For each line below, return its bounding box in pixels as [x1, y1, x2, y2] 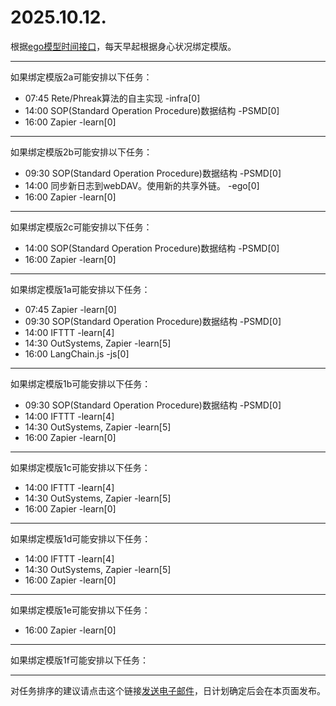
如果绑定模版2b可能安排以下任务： [10, 146, 153, 158]
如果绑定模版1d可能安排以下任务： [10, 532, 152, 545]
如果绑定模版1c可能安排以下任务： [10, 461, 151, 473]
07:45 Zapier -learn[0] [24, 303, 117, 315]
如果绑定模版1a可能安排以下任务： [10, 283, 151, 295]
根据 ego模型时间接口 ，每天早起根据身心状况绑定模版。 [10, 40, 237, 52]
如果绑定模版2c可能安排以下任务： [10, 221, 153, 233]
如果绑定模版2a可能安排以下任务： [10, 71, 153, 83]
